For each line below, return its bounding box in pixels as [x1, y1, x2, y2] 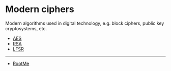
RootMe [12, 60, 30, 66]
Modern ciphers [5, 4, 75, 15]
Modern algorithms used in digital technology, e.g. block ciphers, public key [5, 20, 164, 26]
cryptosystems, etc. [5, 25, 47, 31]
